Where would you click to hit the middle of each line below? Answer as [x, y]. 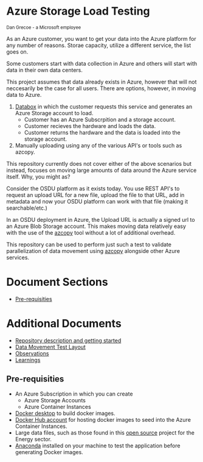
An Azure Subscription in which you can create [74, 394]
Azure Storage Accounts [55, 400]
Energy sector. [33, 439]
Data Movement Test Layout [50, 347]
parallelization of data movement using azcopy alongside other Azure [93, 251]
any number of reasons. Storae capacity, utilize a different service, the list [99, 45]
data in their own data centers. [45, 70]
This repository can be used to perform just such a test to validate [89, 244]
